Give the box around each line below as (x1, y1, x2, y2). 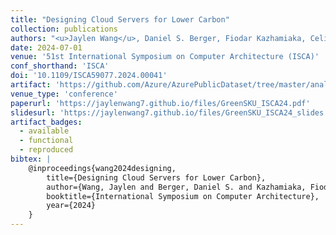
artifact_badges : (10, 117, 83, 127)
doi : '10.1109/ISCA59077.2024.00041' (10, 71, 168, 81)
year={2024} (46, 201, 97, 211)
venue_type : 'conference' (10, 89, 118, 99)
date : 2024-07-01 (10, 42, 83, 53)
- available (19, 126, 70, 136)
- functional (19, 136, 74, 146)
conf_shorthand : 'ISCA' (10, 61, 110, 71)
